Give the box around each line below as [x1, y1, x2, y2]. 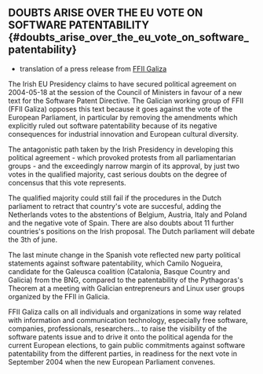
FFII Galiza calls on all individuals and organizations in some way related [8, 306, 242, 317]
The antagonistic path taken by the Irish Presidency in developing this [8, 145, 234, 154]
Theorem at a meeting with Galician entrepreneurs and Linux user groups [8, 283, 245, 293]
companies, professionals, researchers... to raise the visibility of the [8, 324, 228, 333]
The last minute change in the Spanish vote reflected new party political [8, 250, 241, 259]
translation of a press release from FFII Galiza [19, 64, 167, 73]
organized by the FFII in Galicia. [8, 291, 110, 301]
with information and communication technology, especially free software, [8, 315, 249, 324]
